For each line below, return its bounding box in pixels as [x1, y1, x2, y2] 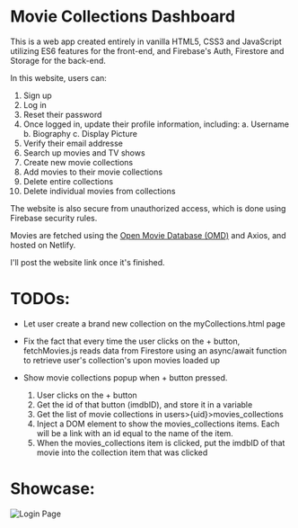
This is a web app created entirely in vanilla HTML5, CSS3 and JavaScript [10, 36, 282, 47]
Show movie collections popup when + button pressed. [22, 371, 228, 383]
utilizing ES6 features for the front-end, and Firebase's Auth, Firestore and [10, 45, 285, 56]
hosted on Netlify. [10, 239, 76, 250]
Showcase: [10, 479, 95, 499]
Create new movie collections [22, 157, 134, 167]
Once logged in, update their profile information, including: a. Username [22, 119, 290, 130]
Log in [22, 99, 48, 110]
